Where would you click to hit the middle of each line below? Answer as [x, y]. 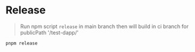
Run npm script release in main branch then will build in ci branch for [104, 26]
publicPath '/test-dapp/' [49, 32]
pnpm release [22, 43]
